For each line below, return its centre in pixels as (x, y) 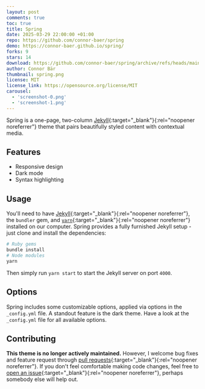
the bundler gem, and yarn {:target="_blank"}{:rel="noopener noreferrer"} (99, 220)
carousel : (19, 91)
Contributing (31, 339)
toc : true (19, 23)
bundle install (26, 250)
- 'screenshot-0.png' (39, 97)
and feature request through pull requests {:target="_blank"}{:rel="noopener (102, 360)
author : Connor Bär (31, 69)
